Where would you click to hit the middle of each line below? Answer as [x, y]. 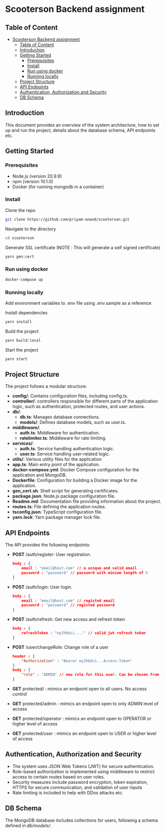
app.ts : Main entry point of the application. [56, 465]
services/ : [23, 443]
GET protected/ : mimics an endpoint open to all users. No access [80, 689]
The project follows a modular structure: [46, 386]
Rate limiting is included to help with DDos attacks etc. [68, 792]
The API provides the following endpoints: [48, 545]
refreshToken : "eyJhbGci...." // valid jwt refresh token [84, 633]
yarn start [16, 359]
